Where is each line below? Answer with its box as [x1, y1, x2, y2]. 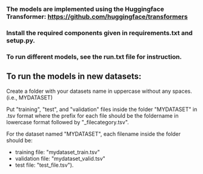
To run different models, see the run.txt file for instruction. [6, 52, 182, 61]
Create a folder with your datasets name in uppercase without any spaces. [6, 87, 193, 95]
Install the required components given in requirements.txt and [6, 28, 193, 37]
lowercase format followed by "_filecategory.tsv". [6, 118, 129, 125]
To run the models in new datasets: [6, 72, 142, 82]
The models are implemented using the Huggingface [6, 5, 165, 13]
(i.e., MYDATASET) [6, 93, 53, 101]
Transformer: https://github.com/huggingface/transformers [6, 12, 188, 21]
